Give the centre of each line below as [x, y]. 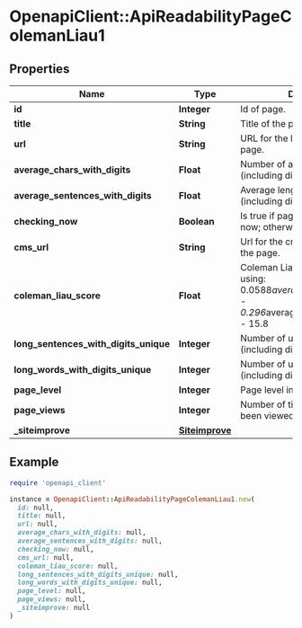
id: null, [36, 508]
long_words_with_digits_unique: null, [90, 583]
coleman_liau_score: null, [68, 566]
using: [253, 279]
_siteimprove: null [54, 608]
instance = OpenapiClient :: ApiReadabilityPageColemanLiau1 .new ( [132, 499]
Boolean [196, 221]
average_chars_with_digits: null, [82, 533]
